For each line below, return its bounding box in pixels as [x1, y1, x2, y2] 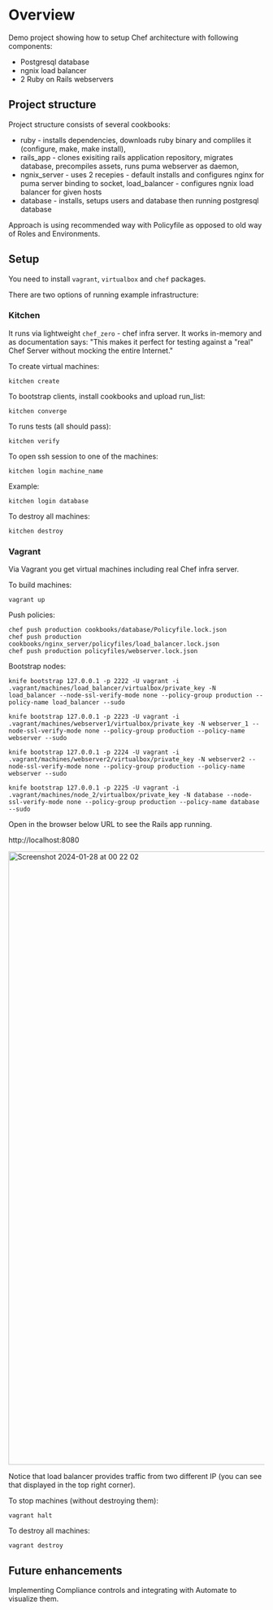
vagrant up [8, 596, 45, 604]
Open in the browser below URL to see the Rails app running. [8, 820, 213, 829]
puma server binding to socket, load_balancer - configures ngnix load [19, 178, 254, 188]
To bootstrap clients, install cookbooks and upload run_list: [8, 391, 206, 401]
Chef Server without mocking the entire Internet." [8, 346, 173, 355]
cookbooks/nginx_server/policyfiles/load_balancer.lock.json [8, 640, 220, 648]
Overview [8, 6, 76, 24]
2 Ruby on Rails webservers [19, 74, 114, 84]
